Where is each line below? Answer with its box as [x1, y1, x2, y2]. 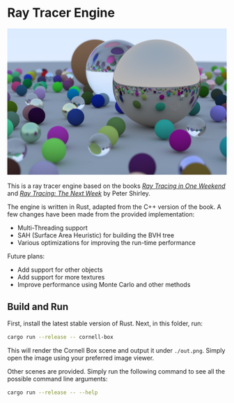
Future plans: [7, 252, 45, 261]
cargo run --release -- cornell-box [7, 333, 114, 340]
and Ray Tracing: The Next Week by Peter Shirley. [7, 189, 151, 198]
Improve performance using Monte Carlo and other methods [17, 281, 191, 289]
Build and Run [7, 300, 68, 312]
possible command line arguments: [7, 374, 108, 383]
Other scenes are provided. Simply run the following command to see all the [7, 367, 226, 375]
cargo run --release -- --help [7, 389, 98, 396]
